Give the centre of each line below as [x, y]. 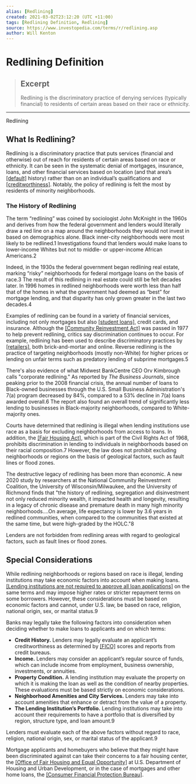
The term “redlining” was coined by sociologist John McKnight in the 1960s [97, 219]
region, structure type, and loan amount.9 [64, 721]
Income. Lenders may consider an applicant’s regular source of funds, [99, 659]
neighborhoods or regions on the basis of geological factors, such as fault [95, 456]
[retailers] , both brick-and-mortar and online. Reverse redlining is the [89, 347]
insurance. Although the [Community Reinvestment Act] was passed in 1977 [97, 328]
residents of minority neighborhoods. [51, 190]
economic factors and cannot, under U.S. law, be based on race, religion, [94, 605]
